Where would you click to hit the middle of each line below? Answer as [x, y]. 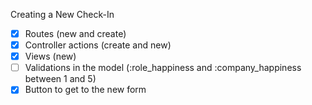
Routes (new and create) [75, 33]
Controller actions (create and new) [98, 45]
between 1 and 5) [60, 79]
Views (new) [50, 56]
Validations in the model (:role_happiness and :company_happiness [163, 68]
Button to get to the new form [85, 90]
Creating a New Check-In [62, 14]
